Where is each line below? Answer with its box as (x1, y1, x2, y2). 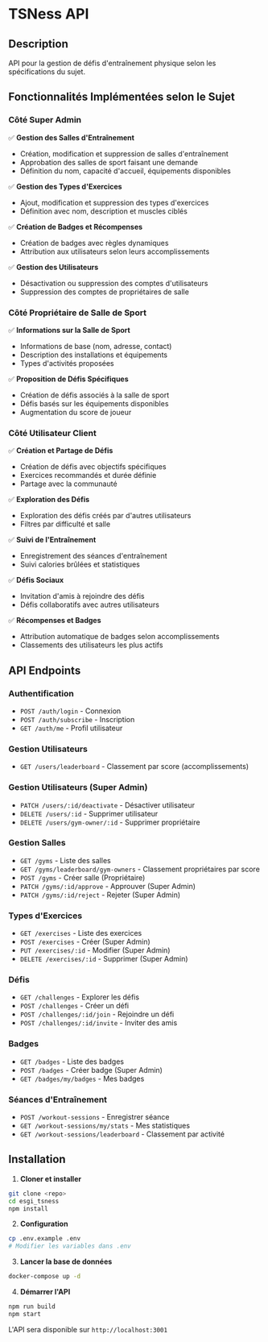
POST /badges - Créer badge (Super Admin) (19, 1065, 163, 1074)
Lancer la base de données (19, 1257, 113, 1266)
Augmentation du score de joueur (19, 407, 132, 417)
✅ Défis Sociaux (8, 575, 64, 585)
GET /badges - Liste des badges (19, 1057, 125, 1066)
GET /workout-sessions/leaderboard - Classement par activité (19, 1129, 225, 1139)
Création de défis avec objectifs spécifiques (19, 462, 167, 472)
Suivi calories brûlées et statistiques (19, 559, 141, 569)
